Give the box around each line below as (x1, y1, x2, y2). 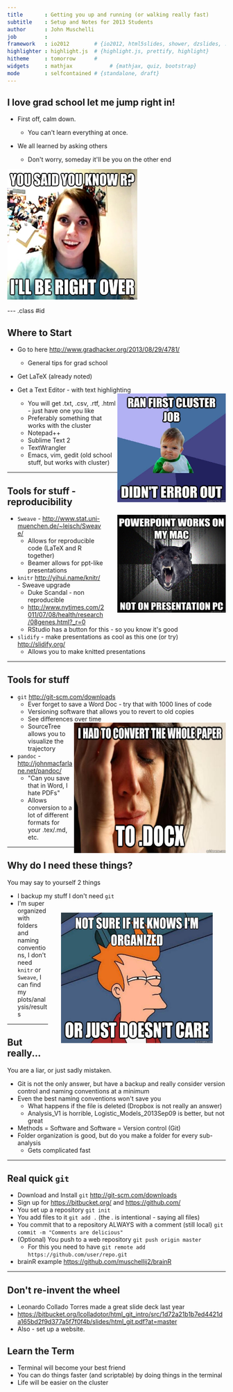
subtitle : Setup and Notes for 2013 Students (7, 18, 154, 26)
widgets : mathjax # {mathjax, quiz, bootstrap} (7, 63, 197, 70)
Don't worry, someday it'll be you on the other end (27, 155, 172, 163)
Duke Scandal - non (27, 589, 85, 597)
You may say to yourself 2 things (7, 878, 101, 886)
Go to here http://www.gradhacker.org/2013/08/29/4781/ (17, 345, 180, 354)
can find (17, 980, 42, 989)
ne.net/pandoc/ (17, 766, 62, 775)
